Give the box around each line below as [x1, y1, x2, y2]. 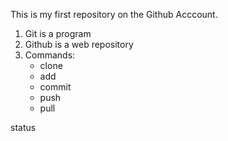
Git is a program [24, 28, 92, 39]
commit [39, 81, 72, 93]
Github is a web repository [24, 39, 134, 50]
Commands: [24, 49, 76, 61]
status [10, 122, 37, 133]
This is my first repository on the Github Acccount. [10, 9, 218, 20]
